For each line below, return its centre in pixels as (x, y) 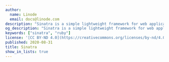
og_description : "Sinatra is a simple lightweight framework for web (80, 28)
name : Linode (23, 14)
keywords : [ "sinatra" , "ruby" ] (38, 33)
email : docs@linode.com (34, 19)
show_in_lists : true (27, 51)
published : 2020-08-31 (29, 42)
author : (13, 10)
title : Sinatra (21, 47)
